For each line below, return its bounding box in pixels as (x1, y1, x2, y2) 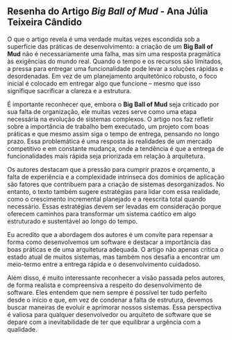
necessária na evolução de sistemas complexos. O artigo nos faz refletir (7, 115, 214, 123)
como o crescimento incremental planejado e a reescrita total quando (7, 195, 206, 203)
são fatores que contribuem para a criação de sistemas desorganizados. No (7, 180, 224, 188)
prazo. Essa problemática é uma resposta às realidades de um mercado (7, 137, 213, 145)
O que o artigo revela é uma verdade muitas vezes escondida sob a (7, 35, 200, 43)
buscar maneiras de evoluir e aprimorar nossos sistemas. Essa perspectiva (7, 302, 222, 311)
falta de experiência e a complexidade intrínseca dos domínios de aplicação (7, 172, 225, 181)
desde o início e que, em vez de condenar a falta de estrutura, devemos (7, 296, 213, 304)
